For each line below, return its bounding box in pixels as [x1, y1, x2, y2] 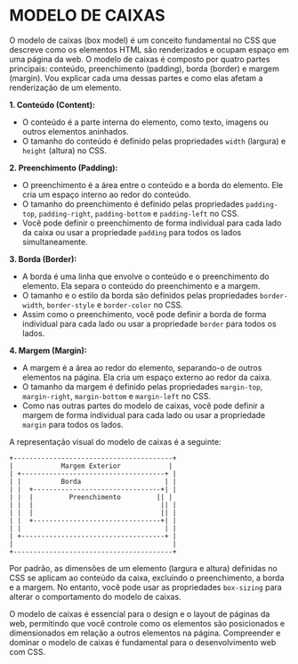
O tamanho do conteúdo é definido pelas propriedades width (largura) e [21, 135, 286, 146]
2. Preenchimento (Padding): [9, 162, 118, 173]
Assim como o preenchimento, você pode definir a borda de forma [21, 308, 267, 319]
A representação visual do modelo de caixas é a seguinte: [9, 436, 221, 447]
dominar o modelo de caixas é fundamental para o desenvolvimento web [9, 636, 277, 647]
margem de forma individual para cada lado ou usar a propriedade [21, 409, 266, 420]
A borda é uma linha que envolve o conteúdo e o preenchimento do [21, 271, 270, 282]
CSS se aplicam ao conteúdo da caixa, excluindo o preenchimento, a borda [9, 572, 285, 583]
